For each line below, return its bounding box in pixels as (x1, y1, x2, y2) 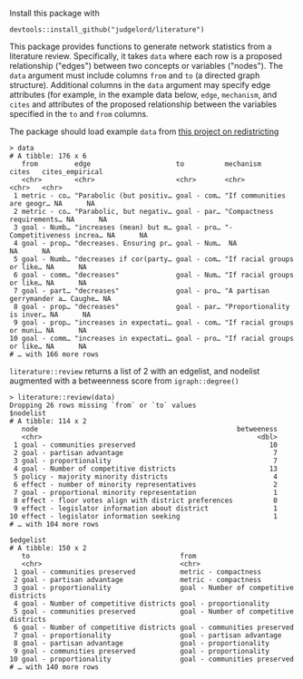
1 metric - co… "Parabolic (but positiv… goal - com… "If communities (13, 191, 286, 200)
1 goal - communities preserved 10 (13, 441, 279, 450)
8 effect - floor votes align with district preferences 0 (13, 496, 279, 505)
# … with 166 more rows (9, 350, 100, 359)
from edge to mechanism (21, 160, 261, 169)
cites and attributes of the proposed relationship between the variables (9, 99, 278, 110)
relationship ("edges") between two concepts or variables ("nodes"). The (9, 61, 284, 71)
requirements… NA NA (9, 215, 107, 224)
